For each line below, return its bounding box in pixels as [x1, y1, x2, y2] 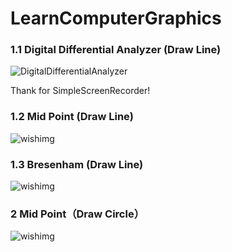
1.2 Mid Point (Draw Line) [10, 110, 134, 124]
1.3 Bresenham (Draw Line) [10, 157, 144, 171]
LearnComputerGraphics [10, 7, 222, 30]
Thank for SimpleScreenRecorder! [10, 85, 151, 97]
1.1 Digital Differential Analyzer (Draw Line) [10, 43, 222, 57]
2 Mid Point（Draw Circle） [10, 207, 145, 221]
